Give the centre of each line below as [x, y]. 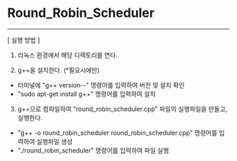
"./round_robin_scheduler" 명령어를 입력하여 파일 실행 [93, 150]
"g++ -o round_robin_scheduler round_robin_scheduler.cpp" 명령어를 [117, 133]
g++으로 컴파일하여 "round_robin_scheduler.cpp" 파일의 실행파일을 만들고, [122, 109]
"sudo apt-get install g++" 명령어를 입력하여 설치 [86, 94]
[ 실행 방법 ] [24, 40]
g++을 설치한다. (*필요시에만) [59, 70]
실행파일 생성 [54, 141]
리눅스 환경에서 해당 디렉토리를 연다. [67, 55]
